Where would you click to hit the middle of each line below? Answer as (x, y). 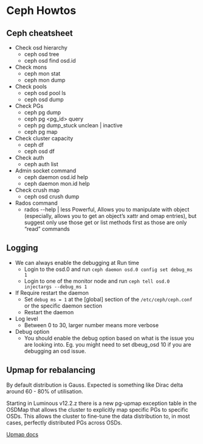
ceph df (34, 145)
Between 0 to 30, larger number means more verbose (91, 325)
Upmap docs (22, 434)
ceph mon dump (45, 80)
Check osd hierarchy (41, 48)
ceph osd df (39, 151)
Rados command (36, 203)
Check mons (31, 67)
